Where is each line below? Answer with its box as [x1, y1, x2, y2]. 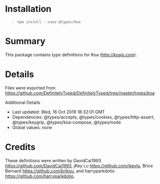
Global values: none [12, 124, 52, 130]
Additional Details [5, 99, 40, 105]
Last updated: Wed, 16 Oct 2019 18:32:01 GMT [12, 109, 105, 115]
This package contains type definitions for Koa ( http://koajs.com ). [5, 52, 138, 57]
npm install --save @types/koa [17, 19, 81, 24]
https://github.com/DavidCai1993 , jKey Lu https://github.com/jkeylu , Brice [5, 163, 153, 168]
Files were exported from [5, 85, 56, 91]
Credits [5, 142, 36, 152]
